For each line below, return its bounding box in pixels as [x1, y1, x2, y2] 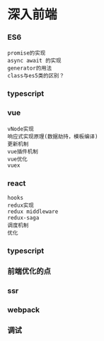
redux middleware [7, 208, 59, 215]
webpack [7, 305, 40, 315]
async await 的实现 [7, 58, 62, 65]
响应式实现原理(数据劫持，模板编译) [7, 133, 98, 140]
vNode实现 [7, 125, 34, 132]
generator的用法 [7, 65, 52, 72]
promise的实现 [7, 50, 46, 57]
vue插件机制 [7, 148, 39, 155]
